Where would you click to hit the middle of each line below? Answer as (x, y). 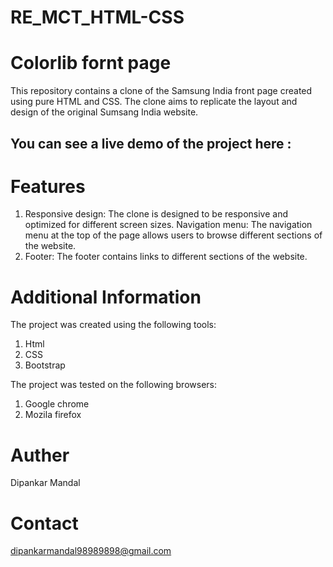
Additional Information (106, 297)
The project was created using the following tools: (113, 325)
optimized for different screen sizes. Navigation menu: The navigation (168, 225)
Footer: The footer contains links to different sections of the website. (166, 257)
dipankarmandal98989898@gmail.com (91, 551)
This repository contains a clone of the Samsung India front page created (161, 91)
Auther (40, 455)
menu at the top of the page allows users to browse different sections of (173, 235)
